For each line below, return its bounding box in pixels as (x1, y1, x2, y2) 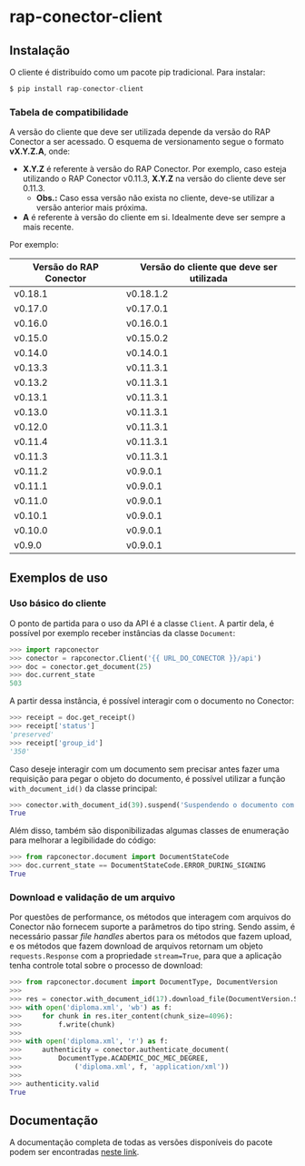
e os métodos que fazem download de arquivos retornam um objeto (9, 940, 263, 952)
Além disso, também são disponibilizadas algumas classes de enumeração (9, 826, 290, 836)
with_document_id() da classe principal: (9, 783, 158, 794)
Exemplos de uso (9, 570, 109, 585)
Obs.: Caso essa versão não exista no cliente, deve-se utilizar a (35, 193, 275, 204)
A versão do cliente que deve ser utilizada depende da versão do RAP (9, 127, 271, 137)
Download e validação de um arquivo (9, 890, 175, 903)
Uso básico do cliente (9, 597, 107, 610)
